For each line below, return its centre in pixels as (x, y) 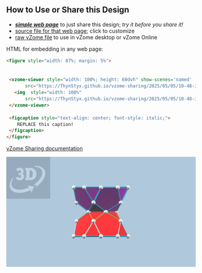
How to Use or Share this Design (68, 10)
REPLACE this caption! (45, 124)
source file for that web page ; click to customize (75, 31)
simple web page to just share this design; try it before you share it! (99, 24)
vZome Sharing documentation (44, 149)
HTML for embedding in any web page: (55, 49)
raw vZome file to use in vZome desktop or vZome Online (86, 37)
